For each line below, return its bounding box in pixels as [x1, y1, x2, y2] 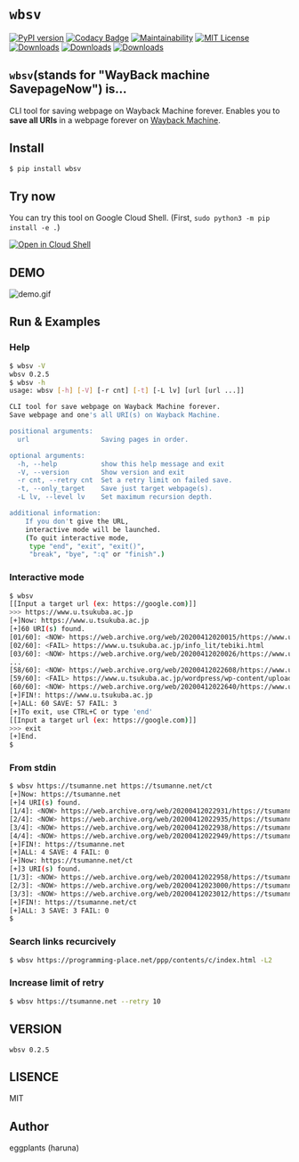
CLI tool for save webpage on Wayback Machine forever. [9, 403, 221, 412]
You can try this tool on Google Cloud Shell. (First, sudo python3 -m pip [9, 212, 271, 224]
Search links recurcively [9, 936, 117, 948]
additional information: [9, 509, 101, 518]
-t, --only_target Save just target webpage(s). [17, 484, 214, 494]
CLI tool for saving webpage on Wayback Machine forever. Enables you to [9, 105, 280, 116]
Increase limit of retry [9, 977, 105, 989]
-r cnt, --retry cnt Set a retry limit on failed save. [17, 476, 233, 485]
